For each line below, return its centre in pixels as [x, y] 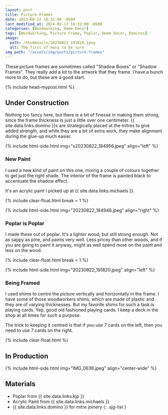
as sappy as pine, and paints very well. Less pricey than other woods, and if [84, 240]
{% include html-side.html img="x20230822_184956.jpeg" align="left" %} [82, 146]
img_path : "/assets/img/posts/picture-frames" [55, 52]
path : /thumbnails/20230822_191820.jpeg [53, 43]
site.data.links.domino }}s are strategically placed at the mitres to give [77, 126]
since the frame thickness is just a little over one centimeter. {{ [70, 120]
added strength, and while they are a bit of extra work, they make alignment [84, 131]
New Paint [18, 159]
